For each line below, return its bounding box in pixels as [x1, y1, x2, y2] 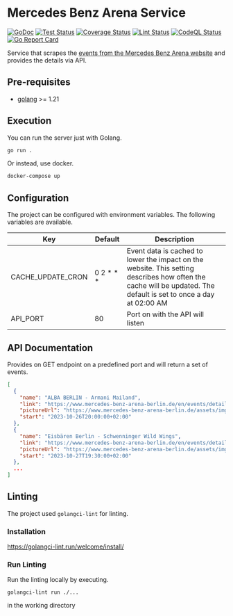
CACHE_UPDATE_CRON [10, 273, 88, 282]
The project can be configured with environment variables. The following [7, 211, 216, 219]
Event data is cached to [126, 246, 203, 256]
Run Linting [7, 560, 46, 569]
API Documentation [7, 342, 94, 354]
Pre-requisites [7, 76, 71, 88]
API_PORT [10, 314, 44, 324]
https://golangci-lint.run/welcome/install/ [7, 542, 124, 551]
